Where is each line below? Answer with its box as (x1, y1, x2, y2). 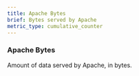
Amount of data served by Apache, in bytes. (7, 61, 132, 69)
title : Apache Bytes (7, 10, 67, 17)
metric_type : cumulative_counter (7, 23, 103, 29)
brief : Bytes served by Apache (7, 16, 97, 23)
